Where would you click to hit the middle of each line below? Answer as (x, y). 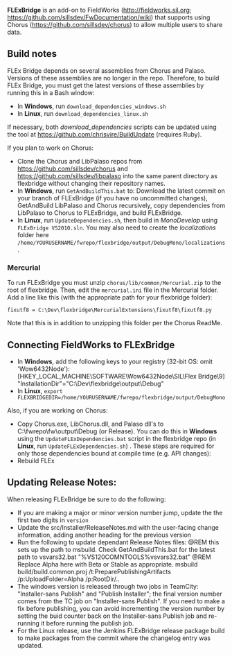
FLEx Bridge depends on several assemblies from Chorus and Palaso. (107, 70)
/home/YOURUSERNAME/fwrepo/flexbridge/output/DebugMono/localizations (121, 243)
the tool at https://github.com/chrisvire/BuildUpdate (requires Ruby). (105, 134)
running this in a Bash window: (51, 92)
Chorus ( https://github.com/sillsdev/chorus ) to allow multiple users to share (115, 25)
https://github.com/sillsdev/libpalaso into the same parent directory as (117, 175)
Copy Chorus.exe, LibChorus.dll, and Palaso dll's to (90, 424)
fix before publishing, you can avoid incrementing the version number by (121, 608)
